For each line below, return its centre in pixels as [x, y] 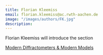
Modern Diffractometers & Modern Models [49, 47]
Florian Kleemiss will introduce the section [49, 38]
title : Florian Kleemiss [31, 10]
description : [19, 24]
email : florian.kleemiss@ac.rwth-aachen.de [52, 14]
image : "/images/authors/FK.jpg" [40, 19]
